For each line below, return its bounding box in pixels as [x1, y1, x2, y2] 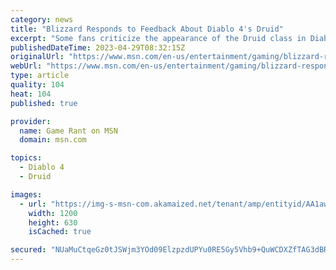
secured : [10, 245, 47, 255]
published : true [10, 98, 78, 108]
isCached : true [28, 227, 92, 237]
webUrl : [10, 61, 43, 71]
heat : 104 [10, 89, 52, 99]
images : [10, 189, 43, 200]
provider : [10, 116, 52, 126]
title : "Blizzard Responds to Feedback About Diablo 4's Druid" [10, 24, 284, 34]
